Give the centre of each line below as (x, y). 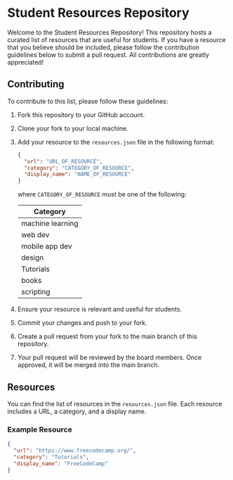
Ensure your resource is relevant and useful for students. (100, 309)
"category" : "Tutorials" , (52, 457)
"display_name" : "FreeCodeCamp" (61, 464)
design (32, 258)
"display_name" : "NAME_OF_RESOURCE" (78, 174)
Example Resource (40, 429)
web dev (35, 235)
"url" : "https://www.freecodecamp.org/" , (75, 451)
